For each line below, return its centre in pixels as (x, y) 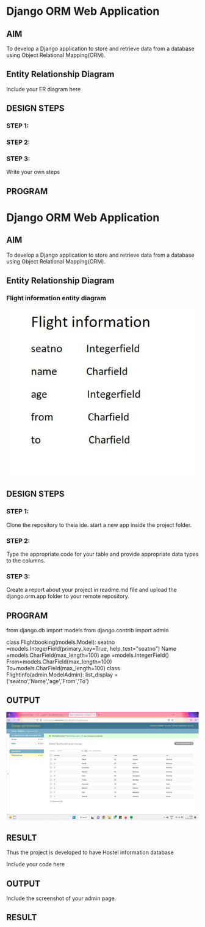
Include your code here (36, 865)
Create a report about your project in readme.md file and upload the (92, 590)
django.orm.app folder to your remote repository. (68, 596)
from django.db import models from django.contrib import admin (88, 630)
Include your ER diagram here (44, 89)
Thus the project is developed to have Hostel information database (90, 852)
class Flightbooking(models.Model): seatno (61, 642)
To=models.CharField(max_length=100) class (63, 668)
